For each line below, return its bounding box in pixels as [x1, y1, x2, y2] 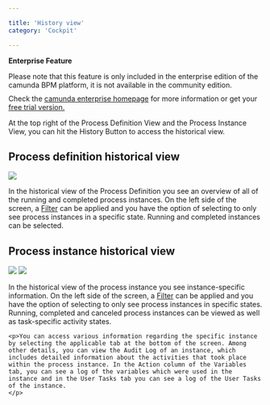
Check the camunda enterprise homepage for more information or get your [8, 94, 258, 103]
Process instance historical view [8, 244, 176, 258]
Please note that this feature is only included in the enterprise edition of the [8, 71, 259, 81]
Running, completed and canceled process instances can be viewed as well [8, 308, 260, 318]
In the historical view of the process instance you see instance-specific [8, 282, 246, 292]
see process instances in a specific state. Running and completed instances [8, 212, 260, 222]
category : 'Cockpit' [8, 26, 78, 35]
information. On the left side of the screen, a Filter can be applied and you [8, 291, 254, 301]
